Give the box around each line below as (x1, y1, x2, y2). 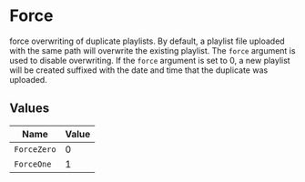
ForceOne (14, 158, 52, 169)
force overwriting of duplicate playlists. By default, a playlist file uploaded (9, 35, 285, 46)
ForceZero (14, 144, 56, 155)
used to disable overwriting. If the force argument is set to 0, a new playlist (9, 55, 290, 66)
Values (9, 101, 50, 116)
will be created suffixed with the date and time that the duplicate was (9, 65, 269, 76)
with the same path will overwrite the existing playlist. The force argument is (9, 45, 296, 56)
